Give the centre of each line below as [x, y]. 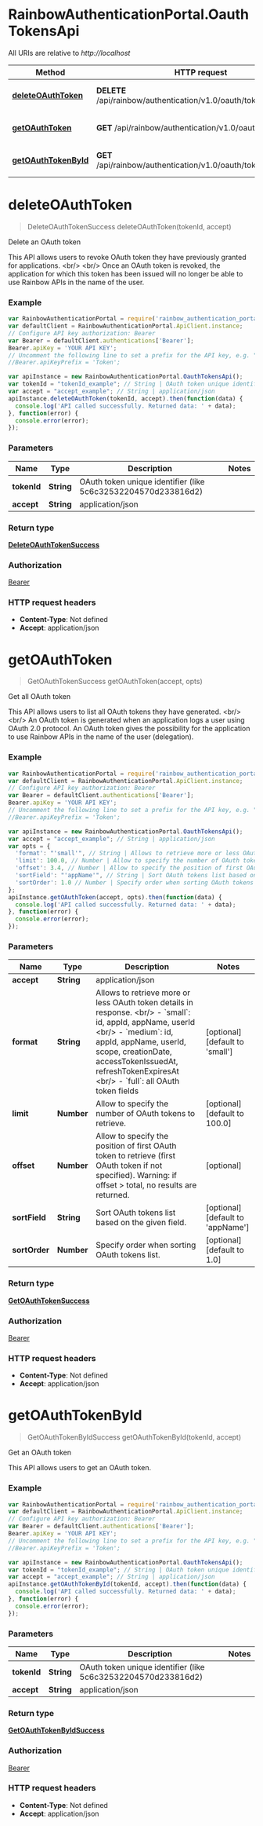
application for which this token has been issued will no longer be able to [126, 273]
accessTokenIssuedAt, [137, 1062]
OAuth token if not [129, 1165]
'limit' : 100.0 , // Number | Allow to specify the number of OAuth [128, 861]
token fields [117, 1091]
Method [50, 72]
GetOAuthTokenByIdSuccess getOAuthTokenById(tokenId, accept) [134, 1437]
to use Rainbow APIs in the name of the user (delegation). [101, 737]
